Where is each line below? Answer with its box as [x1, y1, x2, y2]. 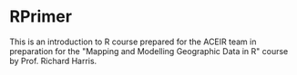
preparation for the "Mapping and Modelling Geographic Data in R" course [9, 45, 289, 56]
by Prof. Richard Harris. [9, 55, 97, 66]
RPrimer [9, 6, 73, 27]
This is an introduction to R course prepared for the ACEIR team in [9, 36, 257, 47]
